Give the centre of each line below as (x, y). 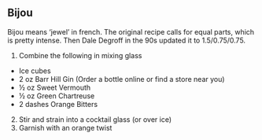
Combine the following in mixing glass (80, 55)
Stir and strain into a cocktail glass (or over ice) (95, 119)
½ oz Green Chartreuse (57, 96)
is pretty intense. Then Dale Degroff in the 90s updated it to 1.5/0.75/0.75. (126, 40)
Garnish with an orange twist (65, 127)
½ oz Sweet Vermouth (55, 87)
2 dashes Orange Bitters (58, 104)
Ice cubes (35, 71)
